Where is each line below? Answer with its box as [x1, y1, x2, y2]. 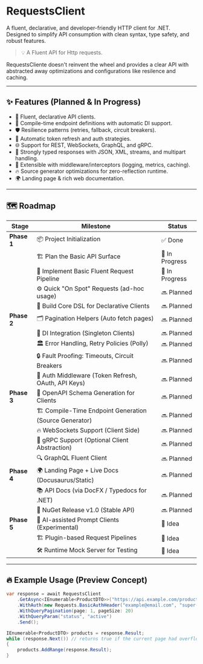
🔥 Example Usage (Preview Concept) [6, 574, 148, 585]
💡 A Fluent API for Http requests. [21, 48, 103, 56]
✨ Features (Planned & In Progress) [6, 97, 141, 107]
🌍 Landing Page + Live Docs [36, 466, 119, 474]
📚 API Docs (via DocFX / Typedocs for [36, 486, 147, 494]
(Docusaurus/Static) [36, 476, 94, 484]
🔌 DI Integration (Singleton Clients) [36, 328, 135, 337]
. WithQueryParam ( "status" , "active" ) [17, 613, 112, 619]
